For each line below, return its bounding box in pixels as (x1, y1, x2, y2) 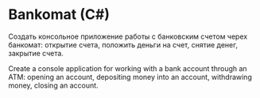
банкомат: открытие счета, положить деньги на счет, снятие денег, (8, 40, 239, 49)
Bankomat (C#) (8, 6, 110, 24)
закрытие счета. (8, 48, 64, 58)
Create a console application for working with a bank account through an (8, 63, 248, 73)
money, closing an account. (8, 81, 99, 90)
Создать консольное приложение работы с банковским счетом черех (8, 32, 248, 41)
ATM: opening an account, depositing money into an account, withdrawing (8, 72, 252, 81)
